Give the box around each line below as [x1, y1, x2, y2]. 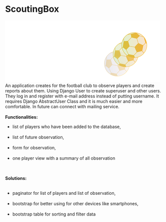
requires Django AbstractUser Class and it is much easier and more [5, 98, 143, 104]
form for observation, [12, 144, 56, 150]
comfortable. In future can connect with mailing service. [5, 103, 120, 109]
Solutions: [5, 175, 27, 181]
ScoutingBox [5, 3, 59, 15]
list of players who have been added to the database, [12, 124, 121, 130]
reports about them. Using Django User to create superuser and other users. [5, 88, 162, 93]
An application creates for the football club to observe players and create [5, 83, 155, 89]
